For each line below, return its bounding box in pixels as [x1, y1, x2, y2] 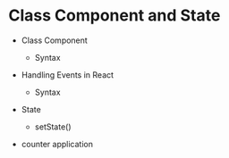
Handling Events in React [21, 69, 114, 80]
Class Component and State [8, 5, 221, 26]
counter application [21, 138, 93, 149]
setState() [34, 121, 72, 132]
